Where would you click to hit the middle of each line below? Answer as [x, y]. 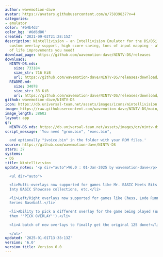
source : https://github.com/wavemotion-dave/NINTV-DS [61, 145]
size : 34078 [26, 86]
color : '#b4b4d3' [23, 28]
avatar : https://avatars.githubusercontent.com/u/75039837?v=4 [70, 14]
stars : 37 [15, 149]
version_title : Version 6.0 [33, 247]
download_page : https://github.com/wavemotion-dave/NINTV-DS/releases [78, 55]
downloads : [16, 59]
